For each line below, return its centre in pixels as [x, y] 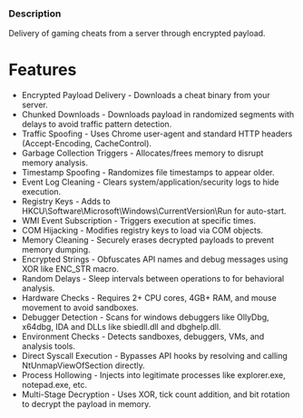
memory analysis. [54, 163]
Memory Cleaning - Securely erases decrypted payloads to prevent [147, 240]
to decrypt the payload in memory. [86, 404]
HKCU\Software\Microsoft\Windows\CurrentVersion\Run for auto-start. [154, 211]
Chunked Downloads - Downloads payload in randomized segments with [158, 114]
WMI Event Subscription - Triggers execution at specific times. [138, 221]
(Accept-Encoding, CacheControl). [86, 144]
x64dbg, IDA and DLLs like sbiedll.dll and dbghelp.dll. [121, 327]
